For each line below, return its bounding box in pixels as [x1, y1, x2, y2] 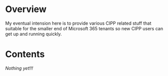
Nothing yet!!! [5, 65, 34, 71]
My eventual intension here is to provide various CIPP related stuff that [5, 20, 152, 26]
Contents [5, 49, 45, 60]
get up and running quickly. [5, 31, 62, 37]
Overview [5, 4, 47, 15]
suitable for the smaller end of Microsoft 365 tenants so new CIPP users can [5, 25, 163, 31]
